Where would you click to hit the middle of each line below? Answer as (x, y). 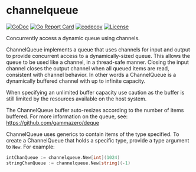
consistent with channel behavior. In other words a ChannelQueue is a (91, 74)
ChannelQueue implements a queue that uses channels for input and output (98, 49)
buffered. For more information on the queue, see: (67, 116)
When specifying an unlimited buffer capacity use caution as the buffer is (95, 92)
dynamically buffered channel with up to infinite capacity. (76, 81)
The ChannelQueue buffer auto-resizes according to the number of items (95, 110)
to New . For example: (30, 147)
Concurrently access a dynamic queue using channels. (73, 38)
